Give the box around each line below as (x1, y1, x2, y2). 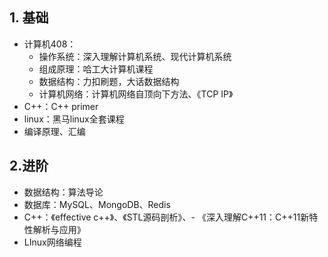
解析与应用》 (32, 223, 86, 235)
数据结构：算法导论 (23, 186, 104, 198)
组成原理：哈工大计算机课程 (38, 63, 154, 75)
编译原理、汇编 (23, 125, 86, 137)
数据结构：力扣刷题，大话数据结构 (38, 75, 180, 87)
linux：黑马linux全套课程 (23, 113, 125, 125)
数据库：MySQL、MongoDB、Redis (23, 198, 171, 210)
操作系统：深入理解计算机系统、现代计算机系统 (38, 50, 232, 62)
